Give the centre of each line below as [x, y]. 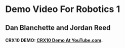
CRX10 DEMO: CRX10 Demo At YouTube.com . [54, 40]
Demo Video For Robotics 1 [63, 9]
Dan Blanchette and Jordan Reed [58, 28]
